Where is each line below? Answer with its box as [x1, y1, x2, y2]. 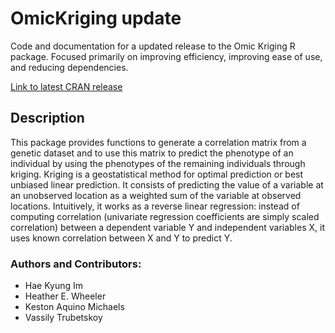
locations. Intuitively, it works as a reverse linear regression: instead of [10, 200, 300, 212]
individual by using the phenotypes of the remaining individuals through [10, 157, 306, 169]
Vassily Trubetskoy [24, 312, 103, 324]
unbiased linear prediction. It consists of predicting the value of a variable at [10, 178, 324, 191]
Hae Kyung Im [24, 280, 83, 292]
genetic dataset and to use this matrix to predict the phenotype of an [10, 147, 294, 159]
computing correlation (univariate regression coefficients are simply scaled [10, 210, 320, 222]
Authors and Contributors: [10, 257, 142, 271]
